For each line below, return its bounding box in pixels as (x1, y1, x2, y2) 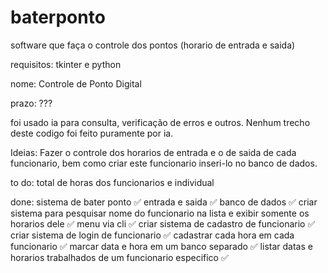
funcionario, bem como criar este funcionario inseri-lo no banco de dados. (10, 157, 318, 169)
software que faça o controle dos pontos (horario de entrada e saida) (10, 39, 296, 51)
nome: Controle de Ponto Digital (10, 77, 142, 90)
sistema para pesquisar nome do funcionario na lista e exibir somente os (10, 207, 310, 219)
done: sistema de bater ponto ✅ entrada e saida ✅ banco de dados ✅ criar (10, 196, 318, 208)
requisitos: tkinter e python (10, 58, 122, 70)
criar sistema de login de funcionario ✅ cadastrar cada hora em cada (10, 229, 295, 241)
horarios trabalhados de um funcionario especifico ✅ (10, 251, 229, 263)
